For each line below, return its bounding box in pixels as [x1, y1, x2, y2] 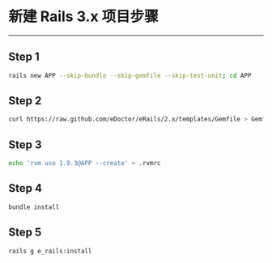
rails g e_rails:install [8, 247, 92, 255]
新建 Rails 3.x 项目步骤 [8, 7, 159, 26]
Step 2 [8, 94, 42, 108]
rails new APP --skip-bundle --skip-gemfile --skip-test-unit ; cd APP [8, 71, 252, 79]
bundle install [8, 203, 60, 211]
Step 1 [8, 50, 40, 64]
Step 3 [8, 138, 42, 151]
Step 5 [8, 226, 42, 240]
